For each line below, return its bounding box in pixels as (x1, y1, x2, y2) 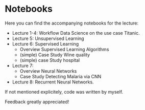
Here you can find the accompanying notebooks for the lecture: (5, 20, 139, 26)
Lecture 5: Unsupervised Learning (12, 35, 85, 41)
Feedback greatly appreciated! (5, 98, 69, 105)
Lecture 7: (12, 62, 34, 69)
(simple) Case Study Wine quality (19, 52, 90, 58)
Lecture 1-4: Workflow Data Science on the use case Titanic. (12, 30, 140, 36)
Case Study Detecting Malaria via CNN (19, 73, 102, 79)
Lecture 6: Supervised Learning (12, 40, 79, 47)
